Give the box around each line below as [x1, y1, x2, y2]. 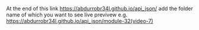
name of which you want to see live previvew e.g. [6, 11, 128, 18]
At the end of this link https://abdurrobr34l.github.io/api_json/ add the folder [6, 5, 194, 12]
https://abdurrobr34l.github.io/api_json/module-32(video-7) [6, 18, 154, 24]
